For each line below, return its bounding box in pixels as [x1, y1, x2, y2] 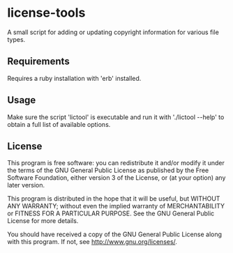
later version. [7, 181, 45, 190]
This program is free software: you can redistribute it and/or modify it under [7, 159, 225, 167]
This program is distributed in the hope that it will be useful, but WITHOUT [7, 194, 220, 203]
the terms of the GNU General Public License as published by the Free [7, 166, 209, 175]
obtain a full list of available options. [7, 120, 111, 128]
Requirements [7, 56, 70, 68]
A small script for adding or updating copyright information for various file [7, 28, 220, 36]
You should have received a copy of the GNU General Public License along [7, 230, 222, 238]
